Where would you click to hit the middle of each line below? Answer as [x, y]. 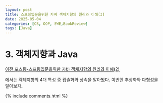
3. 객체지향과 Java [42, 54]
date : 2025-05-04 [23, 19]
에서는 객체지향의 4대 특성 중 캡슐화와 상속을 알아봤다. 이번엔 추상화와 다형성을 [82, 80]
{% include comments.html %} [37, 96]
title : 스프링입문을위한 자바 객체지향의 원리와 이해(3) [55, 14]
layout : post [19, 10]
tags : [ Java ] [19, 28]
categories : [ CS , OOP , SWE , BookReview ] [47, 24]
